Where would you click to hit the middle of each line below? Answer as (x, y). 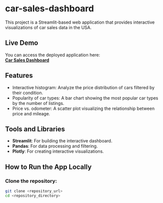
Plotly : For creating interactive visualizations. (58, 151)
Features (19, 76)
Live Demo (22, 43)
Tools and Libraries (35, 129)
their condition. (28, 93)
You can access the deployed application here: (53, 55)
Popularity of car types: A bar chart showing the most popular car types (85, 98)
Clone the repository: (31, 181)
